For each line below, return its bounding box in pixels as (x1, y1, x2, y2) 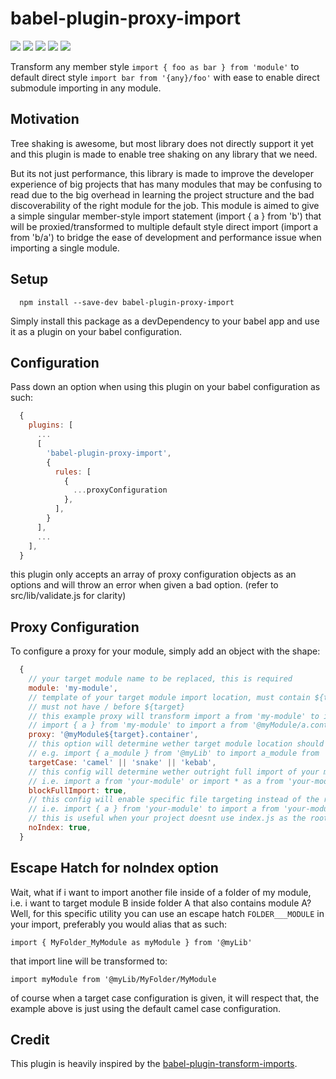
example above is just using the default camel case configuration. (10, 1002, 282, 1014)
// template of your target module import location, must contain (28, 692, 311, 702)
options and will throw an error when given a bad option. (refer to (10, 579, 279, 591)
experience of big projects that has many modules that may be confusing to (10, 178, 323, 190)
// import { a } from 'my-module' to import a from (28, 720, 248, 731)
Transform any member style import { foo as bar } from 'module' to (10, 60, 300, 72)
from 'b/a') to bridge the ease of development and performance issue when (10, 231, 322, 243)
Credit (10, 1032, 50, 1049)
